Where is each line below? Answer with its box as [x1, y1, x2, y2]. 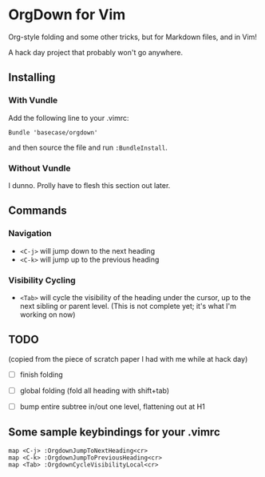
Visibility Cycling [8, 275, 76, 286]
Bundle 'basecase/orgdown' [8, 128, 98, 137]
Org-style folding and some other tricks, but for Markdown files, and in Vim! [8, 32, 258, 42]
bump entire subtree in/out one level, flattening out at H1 [19, 402, 205, 411]
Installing [8, 70, 56, 85]
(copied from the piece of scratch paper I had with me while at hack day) [8, 354, 248, 363]
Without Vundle [8, 162, 71, 174]
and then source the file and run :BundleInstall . [8, 142, 168, 152]
